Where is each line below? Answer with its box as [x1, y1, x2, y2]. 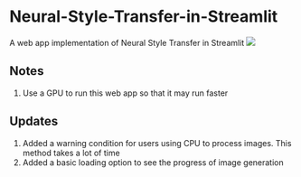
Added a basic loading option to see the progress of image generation [22, 156, 284, 168]
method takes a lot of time [22, 147, 120, 158]
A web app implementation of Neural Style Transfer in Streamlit [9, 37, 245, 48]
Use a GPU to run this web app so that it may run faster [22, 88, 229, 98]
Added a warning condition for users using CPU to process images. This [22, 137, 292, 148]
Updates [9, 114, 59, 129]
